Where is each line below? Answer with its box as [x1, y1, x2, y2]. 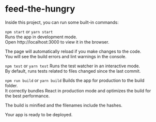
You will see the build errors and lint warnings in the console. [5, 53, 127, 59]
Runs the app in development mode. [5, 34, 78, 40]
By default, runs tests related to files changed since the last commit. [5, 68, 141, 74]
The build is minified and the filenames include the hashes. [5, 102, 123, 108]
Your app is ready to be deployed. [5, 111, 73, 117]
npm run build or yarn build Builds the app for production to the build [5, 77, 144, 83]
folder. [5, 82, 18, 88]
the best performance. [5, 93, 50, 99]
